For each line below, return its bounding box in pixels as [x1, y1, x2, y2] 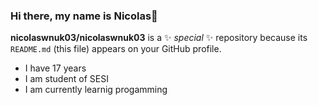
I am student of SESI [24, 73, 109, 85]
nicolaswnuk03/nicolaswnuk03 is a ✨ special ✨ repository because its [10, 32, 308, 44]
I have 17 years [24, 62, 87, 74]
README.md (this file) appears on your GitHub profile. [10, 43, 222, 55]
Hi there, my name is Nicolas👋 [10, 9, 158, 23]
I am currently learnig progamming [24, 84, 168, 96]
